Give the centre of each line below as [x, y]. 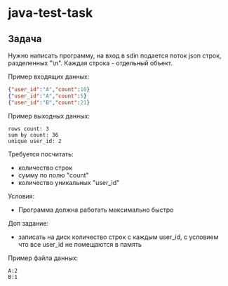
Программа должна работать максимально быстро [96, 210]
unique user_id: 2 [35, 141]
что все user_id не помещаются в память [80, 244]
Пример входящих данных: [49, 76]
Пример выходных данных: [49, 116]
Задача [25, 39]
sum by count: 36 [33, 135]
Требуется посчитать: [41, 154]
